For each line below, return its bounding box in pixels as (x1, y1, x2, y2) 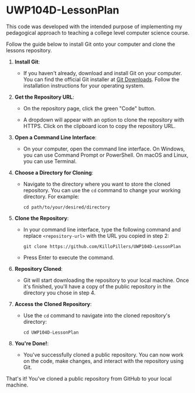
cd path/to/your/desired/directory (23, 204, 110, 210)
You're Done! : (14, 340, 49, 347)
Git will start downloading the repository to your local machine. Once (23, 277, 189, 284)
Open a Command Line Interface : (14, 133, 97, 141)
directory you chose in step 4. (23, 289, 95, 296)
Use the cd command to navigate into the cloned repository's (23, 312, 171, 319)
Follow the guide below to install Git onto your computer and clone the (6, 41, 176, 48)
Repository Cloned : (14, 265, 63, 272)
